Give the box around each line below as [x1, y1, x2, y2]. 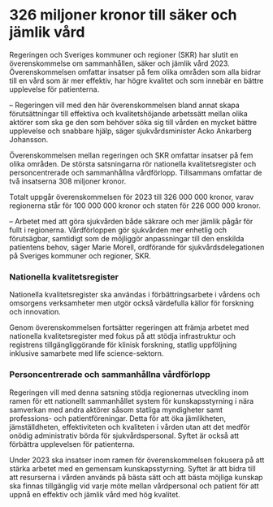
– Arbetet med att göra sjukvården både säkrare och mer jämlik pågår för [9, 216, 253, 226]
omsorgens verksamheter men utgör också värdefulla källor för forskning [9, 298, 254, 308]
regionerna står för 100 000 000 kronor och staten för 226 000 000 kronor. [9, 201, 261, 210]
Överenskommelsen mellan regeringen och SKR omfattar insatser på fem [9, 150, 253, 160]
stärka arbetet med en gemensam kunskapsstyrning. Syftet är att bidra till [9, 463, 256, 473]
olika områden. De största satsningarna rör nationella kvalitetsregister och [9, 158, 257, 168]
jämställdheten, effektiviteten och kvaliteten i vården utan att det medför [9, 422, 250, 431]
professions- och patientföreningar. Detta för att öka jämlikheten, [9, 413, 227, 423]
